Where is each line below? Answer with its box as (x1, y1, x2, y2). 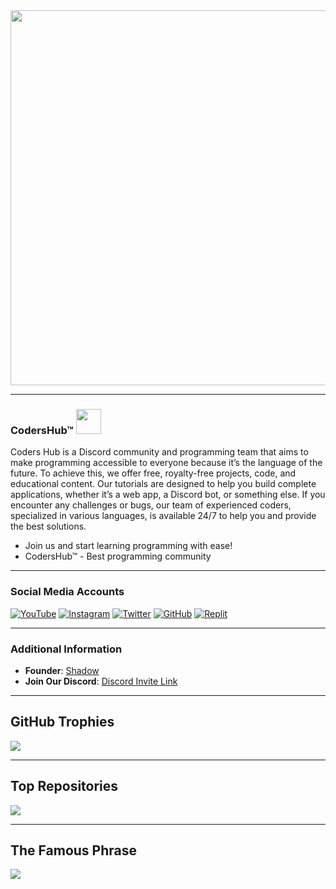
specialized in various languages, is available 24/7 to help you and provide (10, 510, 317, 522)
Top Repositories (10, 778, 119, 795)
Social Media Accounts (10, 585, 125, 599)
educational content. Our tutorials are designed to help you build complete (10, 478, 317, 490)
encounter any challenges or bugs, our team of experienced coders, (10, 499, 292, 511)
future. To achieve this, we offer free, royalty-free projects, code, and (10, 467, 297, 479)
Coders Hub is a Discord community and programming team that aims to (10, 446, 309, 458)
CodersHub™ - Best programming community (24, 550, 212, 563)
